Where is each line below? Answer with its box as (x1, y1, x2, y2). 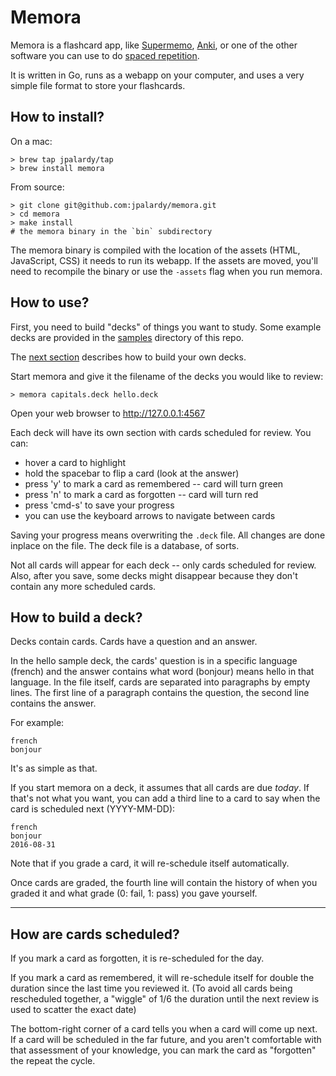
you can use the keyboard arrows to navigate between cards (24, 509, 276, 521)
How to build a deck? (10, 609, 143, 626)
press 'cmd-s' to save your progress (24, 499, 175, 511)
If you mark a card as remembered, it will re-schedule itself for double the (10, 972, 315, 984)
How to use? (10, 294, 90, 311)
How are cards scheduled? (10, 926, 180, 943)
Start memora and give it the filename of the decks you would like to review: (10, 370, 324, 382)
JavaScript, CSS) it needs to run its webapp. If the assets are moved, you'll (10, 254, 318, 266)
